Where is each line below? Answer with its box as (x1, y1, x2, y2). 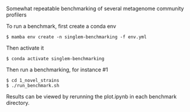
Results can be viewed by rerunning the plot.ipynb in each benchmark (6, 93, 177, 100)
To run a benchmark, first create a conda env (6, 23, 117, 29)
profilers (6, 11, 27, 18)
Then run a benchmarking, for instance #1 (6, 66, 108, 73)
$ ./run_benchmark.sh (6, 83, 60, 88)
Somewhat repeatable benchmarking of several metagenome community (6, 5, 185, 12)
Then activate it (6, 44, 44, 51)
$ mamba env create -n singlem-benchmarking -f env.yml (6, 34, 147, 40)
